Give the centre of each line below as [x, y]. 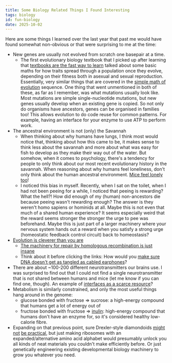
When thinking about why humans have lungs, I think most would [89, 136]
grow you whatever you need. [44, 355]
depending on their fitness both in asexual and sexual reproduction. [92, 76]
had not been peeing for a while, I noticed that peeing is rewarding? [92, 191]
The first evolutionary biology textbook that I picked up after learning [93, 60]
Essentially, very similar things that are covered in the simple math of [93, 82]
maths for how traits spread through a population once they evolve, [91, 71]
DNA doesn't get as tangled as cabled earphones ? [74, 262]
